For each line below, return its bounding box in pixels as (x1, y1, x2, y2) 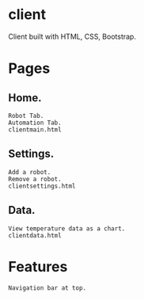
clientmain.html (8, 125, 62, 134)
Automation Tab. (8, 119, 62, 127)
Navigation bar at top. (8, 283, 87, 292)
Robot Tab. (8, 112, 44, 120)
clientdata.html (8, 231, 62, 239)
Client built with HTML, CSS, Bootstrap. (8, 32, 137, 41)
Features (8, 257, 68, 275)
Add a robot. (8, 168, 51, 176)
